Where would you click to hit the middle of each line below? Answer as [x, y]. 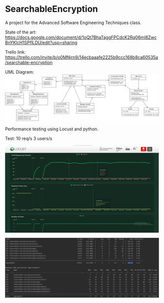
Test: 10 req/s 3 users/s [29, 138]
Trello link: [15, 52]
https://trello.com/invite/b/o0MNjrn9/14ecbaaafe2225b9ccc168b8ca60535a [82, 57]
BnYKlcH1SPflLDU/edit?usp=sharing [41, 42]
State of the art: [21, 32]
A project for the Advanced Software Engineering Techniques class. [73, 23]
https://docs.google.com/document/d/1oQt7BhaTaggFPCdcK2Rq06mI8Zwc [81, 37]
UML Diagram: [20, 72]
